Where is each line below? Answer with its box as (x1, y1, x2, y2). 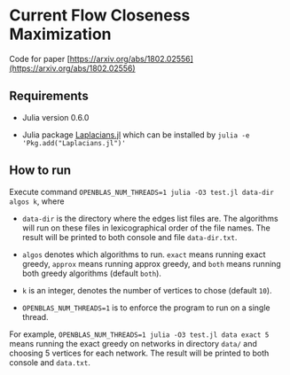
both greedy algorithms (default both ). (21, 268, 162, 278)
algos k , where (9, 196, 65, 207)
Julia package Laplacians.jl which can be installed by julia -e (21, 129, 250, 140)
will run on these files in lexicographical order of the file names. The (21, 223, 270, 233)
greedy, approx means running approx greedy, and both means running (21, 258, 281, 269)
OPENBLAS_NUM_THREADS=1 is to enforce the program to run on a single (21, 302, 270, 313)
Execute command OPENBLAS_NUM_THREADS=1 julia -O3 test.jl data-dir (9, 186, 275, 197)
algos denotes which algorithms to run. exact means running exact (21, 249, 266, 260)
